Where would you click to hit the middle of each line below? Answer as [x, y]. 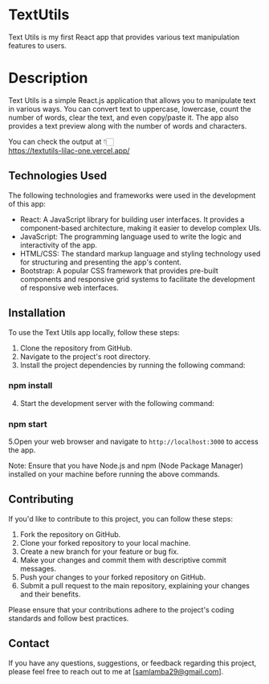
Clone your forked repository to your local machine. [105, 543]
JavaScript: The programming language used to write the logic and [131, 236]
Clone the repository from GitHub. [76, 348]
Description [48, 78]
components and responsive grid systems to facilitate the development [137, 279]
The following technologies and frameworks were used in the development [132, 195]
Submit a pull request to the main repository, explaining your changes [135, 585]
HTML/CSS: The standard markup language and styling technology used [140, 253]
